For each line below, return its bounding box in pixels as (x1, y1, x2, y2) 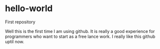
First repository (5, 19, 35, 25)
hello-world (5, 3, 53, 14)
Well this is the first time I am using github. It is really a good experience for (5, 28, 155, 34)
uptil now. (5, 38, 25, 44)
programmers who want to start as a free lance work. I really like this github (5, 33, 156, 39)
